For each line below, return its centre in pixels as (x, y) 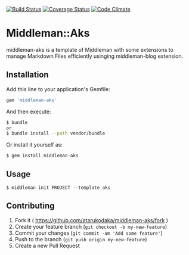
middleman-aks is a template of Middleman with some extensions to (90, 49)
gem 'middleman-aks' (32, 100)
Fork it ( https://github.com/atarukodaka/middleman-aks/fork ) (92, 220)
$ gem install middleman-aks (42, 156)
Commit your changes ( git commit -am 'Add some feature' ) (89, 233)
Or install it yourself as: (34, 145)
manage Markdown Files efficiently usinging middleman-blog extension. (95, 56)
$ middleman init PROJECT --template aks (58, 188)
